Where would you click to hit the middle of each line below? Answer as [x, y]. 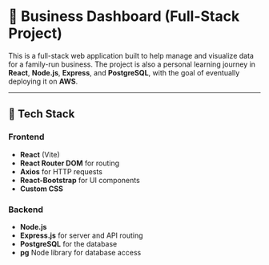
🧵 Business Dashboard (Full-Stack [124, 16]
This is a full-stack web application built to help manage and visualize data [131, 55]
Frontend [26, 137]
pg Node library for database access [80, 252]
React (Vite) [40, 154]
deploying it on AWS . [43, 81]
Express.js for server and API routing [81, 235]
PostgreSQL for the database [68, 243]
